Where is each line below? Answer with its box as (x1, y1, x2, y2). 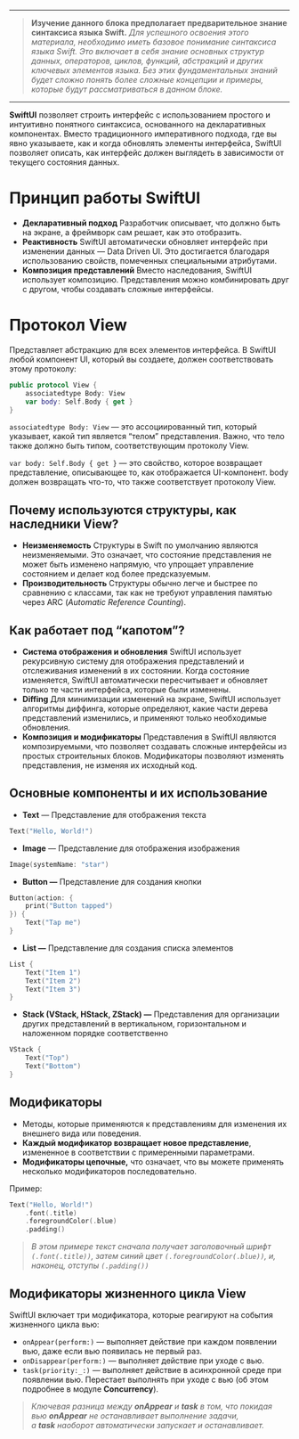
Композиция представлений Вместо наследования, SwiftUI (21, 265, 252, 275)
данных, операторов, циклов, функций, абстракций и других (30, 55, 264, 66)
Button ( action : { (9, 893, 74, 903)
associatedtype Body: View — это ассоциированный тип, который (9, 421, 258, 432)
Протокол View (9, 315, 127, 335)
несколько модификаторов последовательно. (21, 1165, 198, 1176)
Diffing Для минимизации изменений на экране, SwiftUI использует (21, 694, 281, 704)
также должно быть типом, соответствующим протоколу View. (9, 440, 249, 451)
